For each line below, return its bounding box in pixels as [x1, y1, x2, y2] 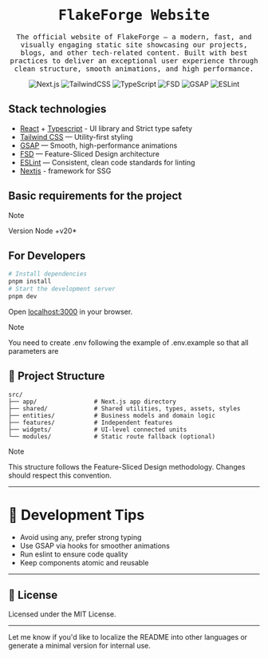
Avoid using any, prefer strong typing [19, 532, 142, 541]
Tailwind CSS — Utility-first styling [19, 132, 133, 141]
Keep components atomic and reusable [19, 557, 149, 567]
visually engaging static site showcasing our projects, [20, 40, 248, 50]
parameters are [8, 346, 59, 355]
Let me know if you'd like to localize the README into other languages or [8, 632, 248, 642]
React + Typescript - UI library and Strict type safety [19, 123, 193, 133]
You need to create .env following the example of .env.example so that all [8, 338, 249, 347]
